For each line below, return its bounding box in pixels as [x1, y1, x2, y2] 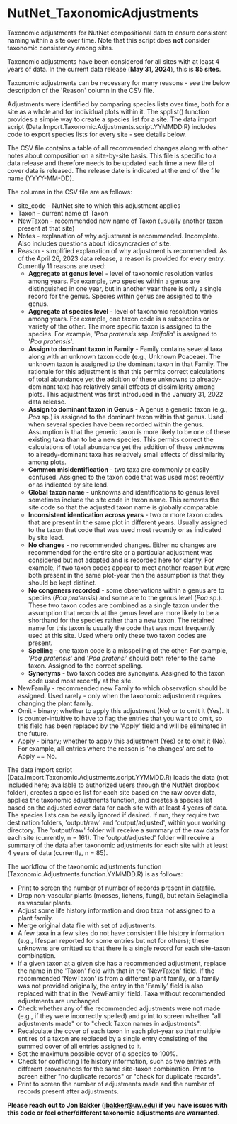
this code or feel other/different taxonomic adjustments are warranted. [7, 1108, 221, 1117]
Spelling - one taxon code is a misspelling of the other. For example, [28, 646, 228, 654]
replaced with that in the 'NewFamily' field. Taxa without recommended [17, 988, 226, 998]
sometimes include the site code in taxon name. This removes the [28, 495, 220, 504]
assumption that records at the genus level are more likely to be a [28, 608, 219, 617]
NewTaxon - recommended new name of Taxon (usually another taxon [17, 216, 224, 225]
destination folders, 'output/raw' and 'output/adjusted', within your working [7, 818, 226, 827]
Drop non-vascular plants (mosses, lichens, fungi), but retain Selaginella [17, 891, 229, 899]
